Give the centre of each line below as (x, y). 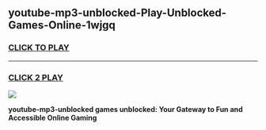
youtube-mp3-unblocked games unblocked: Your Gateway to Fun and (125, 109)
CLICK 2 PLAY (36, 77)
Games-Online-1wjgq (62, 26)
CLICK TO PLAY (39, 48)
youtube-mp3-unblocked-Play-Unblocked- (118, 13)
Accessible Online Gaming (53, 117)
